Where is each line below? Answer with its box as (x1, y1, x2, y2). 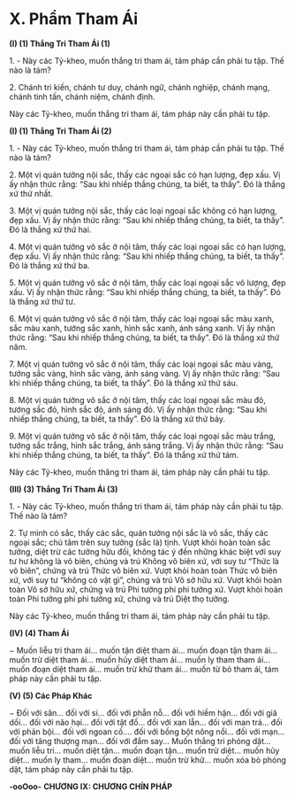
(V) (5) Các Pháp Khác (9, 690, 93, 701)
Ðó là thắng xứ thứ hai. (9, 224, 92, 235)
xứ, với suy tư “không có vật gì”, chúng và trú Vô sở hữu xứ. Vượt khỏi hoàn (9, 574, 283, 585)
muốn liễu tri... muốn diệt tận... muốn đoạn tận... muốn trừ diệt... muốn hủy (9, 745, 280, 756)
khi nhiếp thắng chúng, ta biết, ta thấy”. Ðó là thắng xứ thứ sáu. (9, 377, 238, 388)
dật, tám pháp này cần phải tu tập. (9, 764, 134, 774)
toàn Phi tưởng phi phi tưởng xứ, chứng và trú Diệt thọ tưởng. (9, 593, 230, 604)
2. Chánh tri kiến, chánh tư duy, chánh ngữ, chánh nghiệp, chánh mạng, (9, 81, 270, 92)
